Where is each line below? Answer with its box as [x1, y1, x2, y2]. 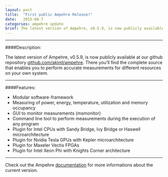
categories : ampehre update [5, 21, 64, 27]
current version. [5, 167, 38, 173]
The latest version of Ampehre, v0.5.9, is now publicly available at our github [5, 54, 163, 60]
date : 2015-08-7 [5, 17, 43, 22]
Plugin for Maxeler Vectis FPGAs [12, 142, 79, 148]
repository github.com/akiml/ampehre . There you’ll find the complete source [5, 60, 162, 66]
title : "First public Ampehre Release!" [5, 12, 93, 17]
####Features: [5, 85, 36, 91]
